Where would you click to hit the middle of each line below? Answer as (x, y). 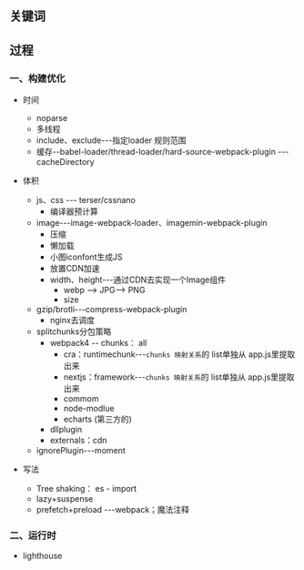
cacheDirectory (65, 162)
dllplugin (66, 430)
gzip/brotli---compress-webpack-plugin (111, 310)
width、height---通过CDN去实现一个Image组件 (137, 280)
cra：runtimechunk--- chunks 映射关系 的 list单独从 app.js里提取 (179, 354)
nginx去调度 (72, 321)
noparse (52, 118)
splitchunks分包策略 (74, 331)
